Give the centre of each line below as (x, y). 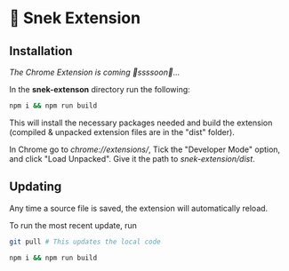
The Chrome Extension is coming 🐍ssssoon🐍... (95, 72)
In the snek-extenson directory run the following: (100, 89)
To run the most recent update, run (73, 225)
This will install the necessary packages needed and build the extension (141, 123)
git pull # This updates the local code (85, 242)
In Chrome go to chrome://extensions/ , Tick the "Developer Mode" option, (145, 149)
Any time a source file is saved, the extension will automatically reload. (139, 208)
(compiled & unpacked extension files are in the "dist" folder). (122, 132)
